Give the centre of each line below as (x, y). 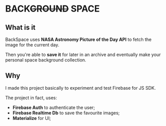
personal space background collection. (46, 60)
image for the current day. (32, 45)
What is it (20, 27)
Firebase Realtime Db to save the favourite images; (66, 113)
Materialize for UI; (32, 118)
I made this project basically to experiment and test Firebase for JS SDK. (81, 88)
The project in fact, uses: (31, 98)
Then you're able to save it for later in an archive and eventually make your (83, 54)
